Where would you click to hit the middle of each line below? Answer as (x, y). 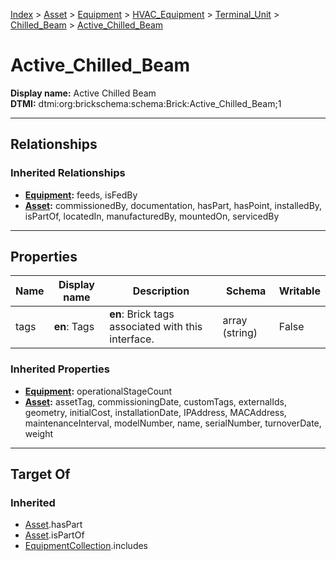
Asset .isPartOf (54, 535)
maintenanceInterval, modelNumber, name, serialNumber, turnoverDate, (173, 423)
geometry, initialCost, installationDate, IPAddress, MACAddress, (155, 412)
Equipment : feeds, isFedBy (81, 195)
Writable (299, 291)
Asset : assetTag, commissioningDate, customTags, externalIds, (155, 401)
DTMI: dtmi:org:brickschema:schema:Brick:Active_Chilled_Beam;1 (146, 103)
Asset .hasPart (53, 525)
